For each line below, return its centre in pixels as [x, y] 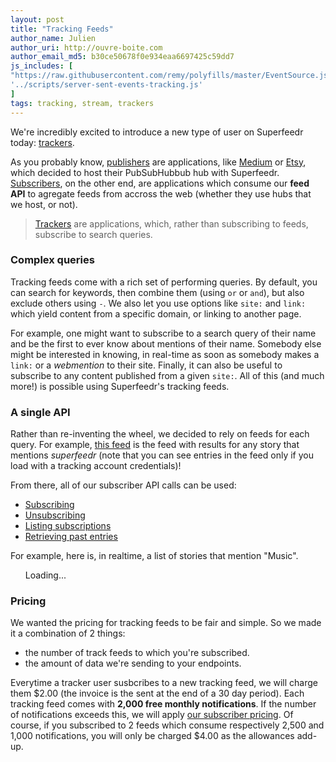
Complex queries [52, 260]
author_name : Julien [53, 38]
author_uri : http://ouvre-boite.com [86, 47]
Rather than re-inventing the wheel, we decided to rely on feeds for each [160, 434]
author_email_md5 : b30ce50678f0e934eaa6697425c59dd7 [122, 57]
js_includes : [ [42, 66]
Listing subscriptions [68, 526]
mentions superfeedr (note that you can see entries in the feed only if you [162, 455]
